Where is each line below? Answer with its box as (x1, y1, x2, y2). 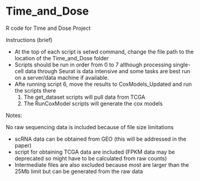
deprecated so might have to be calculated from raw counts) (14, 154, 167, 162)
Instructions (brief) (5, 36, 53, 43)
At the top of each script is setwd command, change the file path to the (14, 48, 194, 55)
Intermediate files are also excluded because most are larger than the (14, 161, 190, 168)
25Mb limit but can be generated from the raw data (14, 168, 143, 175)
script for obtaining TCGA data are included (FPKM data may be (14, 148, 175, 155)
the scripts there (14, 87, 56, 94)
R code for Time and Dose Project (5, 24, 91, 32)
